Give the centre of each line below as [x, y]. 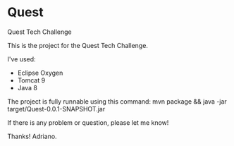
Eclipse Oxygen [40, 73]
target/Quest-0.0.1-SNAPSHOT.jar [56, 109]
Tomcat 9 [31, 80]
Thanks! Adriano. [32, 136]
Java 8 [27, 87]
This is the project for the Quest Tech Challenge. [78, 45]
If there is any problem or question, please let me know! [88, 122]
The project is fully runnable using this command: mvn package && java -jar [117, 101]
